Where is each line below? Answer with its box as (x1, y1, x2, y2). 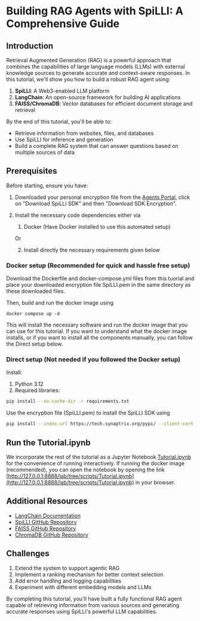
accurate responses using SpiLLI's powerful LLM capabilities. (6, 608, 158, 615)
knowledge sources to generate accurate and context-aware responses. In (6, 69, 190, 76)
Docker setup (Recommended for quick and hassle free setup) (6, 261, 190, 269)
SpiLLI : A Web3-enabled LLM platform (14, 87, 110, 94)
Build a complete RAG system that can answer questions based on (14, 143, 179, 149)
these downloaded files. (6, 287, 66, 295)
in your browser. (135, 478, 176, 486)
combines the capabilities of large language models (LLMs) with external (6, 63, 185, 70)
